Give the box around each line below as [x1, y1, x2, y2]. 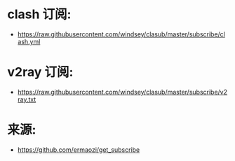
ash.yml [17, 37, 41, 45]
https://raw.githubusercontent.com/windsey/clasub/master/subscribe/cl [17, 29, 226, 38]
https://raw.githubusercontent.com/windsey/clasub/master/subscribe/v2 [17, 87, 228, 96]
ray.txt [17, 95, 36, 104]
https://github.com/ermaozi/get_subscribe [17, 145, 140, 154]
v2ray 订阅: [7, 64, 74, 80]
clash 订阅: [7, 6, 72, 22]
